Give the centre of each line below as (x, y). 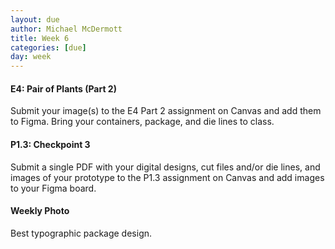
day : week (31, 57)
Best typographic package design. (81, 233)
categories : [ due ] (48, 47)
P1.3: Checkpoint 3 (50, 144)
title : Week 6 (40, 38)
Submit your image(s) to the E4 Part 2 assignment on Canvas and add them (166, 111)
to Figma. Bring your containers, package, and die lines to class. (142, 122)
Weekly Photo (40, 211)
